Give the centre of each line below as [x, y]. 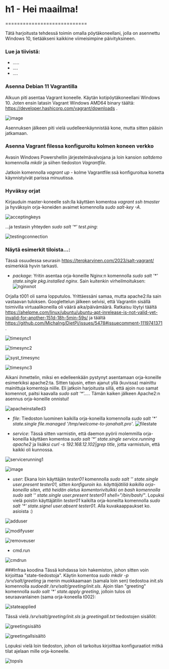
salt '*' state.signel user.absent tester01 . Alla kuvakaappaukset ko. [82, 506]
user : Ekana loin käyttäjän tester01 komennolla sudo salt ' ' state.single [86, 479]
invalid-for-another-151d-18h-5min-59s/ [47, 318]
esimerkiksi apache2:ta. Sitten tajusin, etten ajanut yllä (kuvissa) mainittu [81, 383]
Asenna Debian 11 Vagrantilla [41, 86]
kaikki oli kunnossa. [33, 450]
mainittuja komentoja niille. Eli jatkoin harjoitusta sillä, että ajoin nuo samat [82, 388]
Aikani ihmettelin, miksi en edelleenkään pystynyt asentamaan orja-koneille [83, 377]
